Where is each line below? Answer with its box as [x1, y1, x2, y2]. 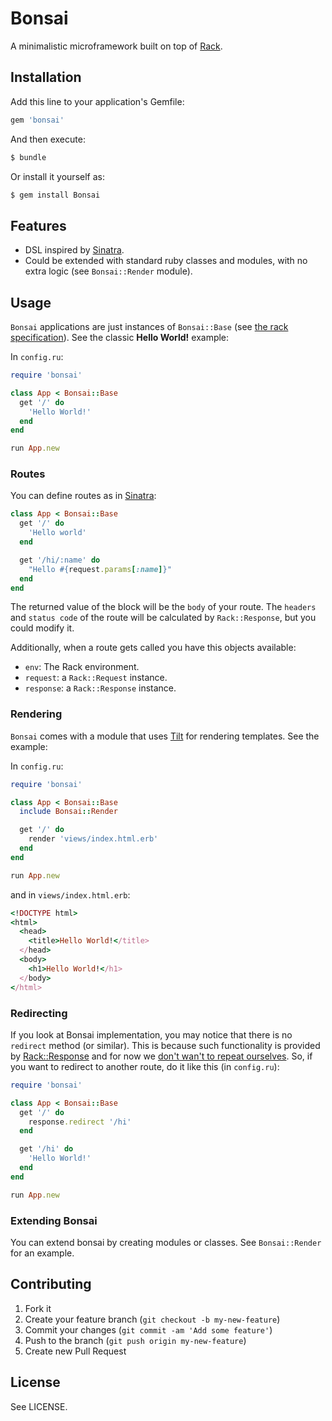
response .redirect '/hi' [28, 1117, 132, 1127]
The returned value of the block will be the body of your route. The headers [10, 601, 317, 613]
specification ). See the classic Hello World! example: [10, 332, 230, 343]
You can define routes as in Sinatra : [10, 490, 157, 502]
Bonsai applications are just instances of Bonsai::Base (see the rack [10, 321, 289, 332]
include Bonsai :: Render [19, 807, 118, 817]
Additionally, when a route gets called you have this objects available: [10, 642, 297, 654]
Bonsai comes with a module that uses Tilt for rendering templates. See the [10, 730, 320, 742]
